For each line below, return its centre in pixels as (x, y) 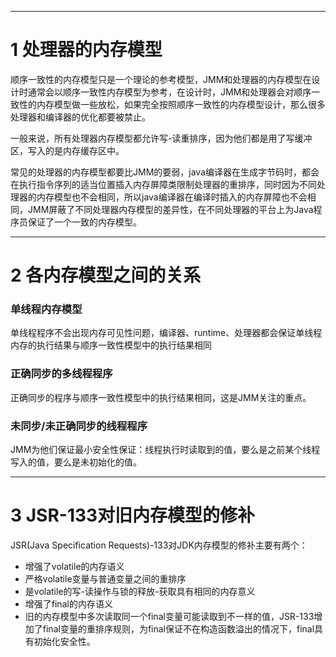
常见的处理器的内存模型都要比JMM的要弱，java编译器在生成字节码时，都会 (165, 172)
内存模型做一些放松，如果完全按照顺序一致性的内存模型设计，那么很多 (181, 104)
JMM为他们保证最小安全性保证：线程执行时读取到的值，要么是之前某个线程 (165, 450)
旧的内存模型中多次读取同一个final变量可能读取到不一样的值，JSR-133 (169, 616)
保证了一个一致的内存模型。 (84, 222)
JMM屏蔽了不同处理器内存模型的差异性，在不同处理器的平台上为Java (170, 209)
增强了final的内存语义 (68, 603)
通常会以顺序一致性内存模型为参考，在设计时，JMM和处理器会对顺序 (169, 92)
